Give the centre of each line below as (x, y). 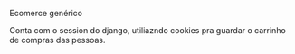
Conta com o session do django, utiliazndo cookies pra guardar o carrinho (148, 30)
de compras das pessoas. (57, 40)
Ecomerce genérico (46, 13)
